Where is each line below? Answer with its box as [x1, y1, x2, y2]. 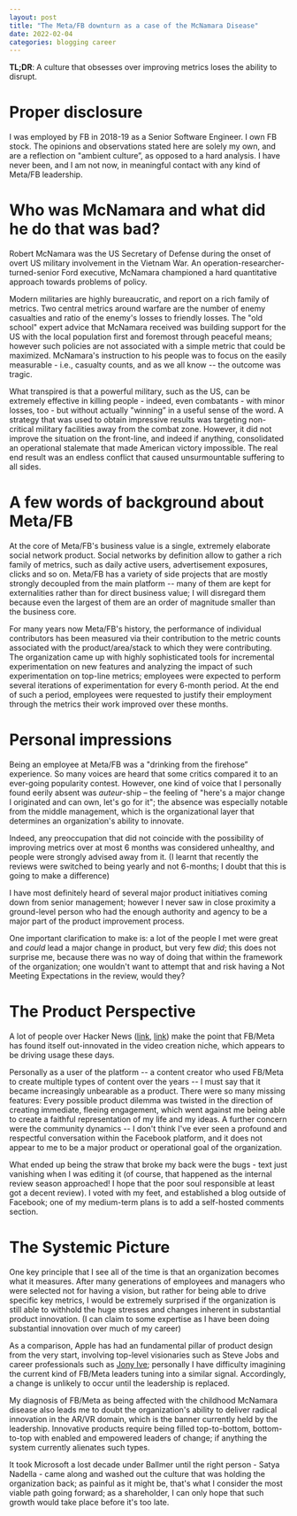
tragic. [9, 369, 33, 380]
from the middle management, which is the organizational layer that [9, 807, 255, 816]
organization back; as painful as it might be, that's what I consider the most [9, 1478, 283, 1489]
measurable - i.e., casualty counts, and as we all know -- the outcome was [9, 360, 281, 370]
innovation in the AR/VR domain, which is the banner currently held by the [9, 1413, 278, 1424]
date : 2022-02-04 [9, 29, 73, 38]
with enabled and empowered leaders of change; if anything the [34, 1432, 268, 1443]
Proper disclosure [9, 103, 143, 122]
